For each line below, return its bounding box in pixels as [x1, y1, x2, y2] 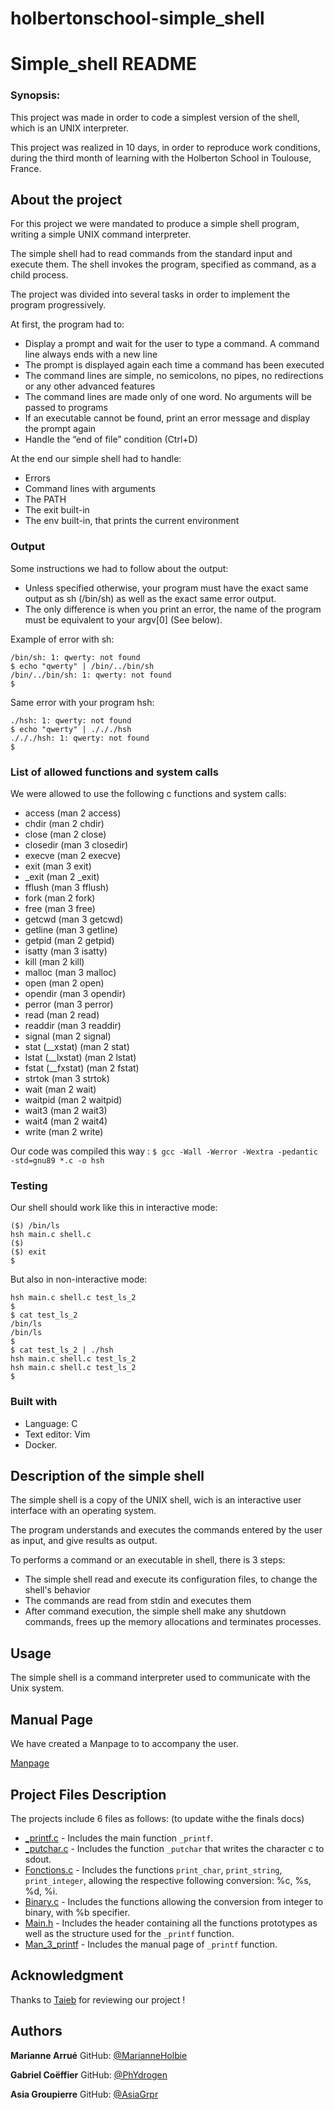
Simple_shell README [10, 53, 197, 76]
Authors [10, 2023, 63, 2040]
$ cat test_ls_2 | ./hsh [10, 1345, 114, 1356]
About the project [10, 192, 123, 209]
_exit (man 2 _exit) [24, 871, 100, 883]
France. [10, 162, 42, 174]
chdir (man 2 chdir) [24, 818, 105, 830]
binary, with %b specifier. [24, 1906, 131, 1918]
